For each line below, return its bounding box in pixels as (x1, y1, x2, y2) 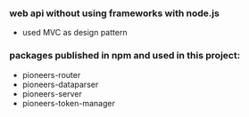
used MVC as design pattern (21, 27, 128, 38)
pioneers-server (21, 88, 82, 99)
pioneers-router (21, 69, 81, 80)
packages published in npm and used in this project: (9, 50, 241, 62)
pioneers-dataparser (21, 79, 99, 90)
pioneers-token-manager (21, 97, 116, 108)
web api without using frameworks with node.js (9, 7, 220, 19)
